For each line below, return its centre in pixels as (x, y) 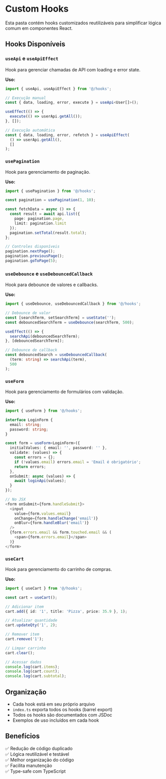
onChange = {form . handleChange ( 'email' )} (56, 518)
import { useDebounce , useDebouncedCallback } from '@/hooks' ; (73, 304)
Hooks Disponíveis (35, 44)
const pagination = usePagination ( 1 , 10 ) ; (50, 200)
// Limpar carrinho (26, 648)
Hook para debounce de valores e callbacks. (52, 285)
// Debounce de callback (31, 350)
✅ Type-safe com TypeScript (36, 771)
